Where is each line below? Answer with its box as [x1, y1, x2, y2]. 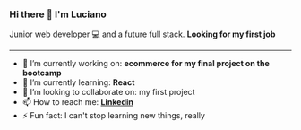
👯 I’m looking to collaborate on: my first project [21, 87, 195, 98]
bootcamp [21, 67, 62, 79]
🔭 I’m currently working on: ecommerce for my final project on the [21, 58, 271, 69]
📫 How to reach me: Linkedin [21, 97, 134, 108]
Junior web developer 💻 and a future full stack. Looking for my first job [9, 29, 276, 39]
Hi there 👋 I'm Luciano [9, 8, 107, 21]
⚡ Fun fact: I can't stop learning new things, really [21, 110, 206, 121]
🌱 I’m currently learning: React [21, 77, 135, 88]
